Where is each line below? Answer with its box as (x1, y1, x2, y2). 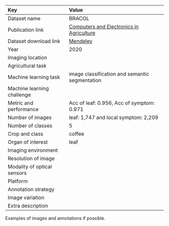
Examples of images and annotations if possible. (5, 215, 106, 221)
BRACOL (68, 15, 90, 22)
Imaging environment (8, 147, 58, 153)
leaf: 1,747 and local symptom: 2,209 (68, 114, 158, 121)
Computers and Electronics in (68, 23, 139, 30)
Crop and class (8, 131, 44, 137)
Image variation (8, 194, 44, 201)
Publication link (8, 26, 44, 33)
